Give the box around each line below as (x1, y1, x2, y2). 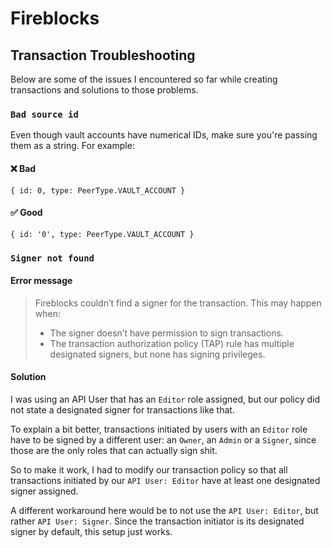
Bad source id (10, 108, 79, 120)
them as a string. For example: (10, 140, 135, 152)
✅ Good (10, 207, 43, 219)
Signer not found (10, 252, 95, 264)
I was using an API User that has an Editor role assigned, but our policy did (10, 393, 321, 406)
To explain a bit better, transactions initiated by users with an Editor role (10, 423, 308, 436)
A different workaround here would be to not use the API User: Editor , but (10, 505, 319, 517)
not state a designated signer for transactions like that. (10, 404, 235, 416)
